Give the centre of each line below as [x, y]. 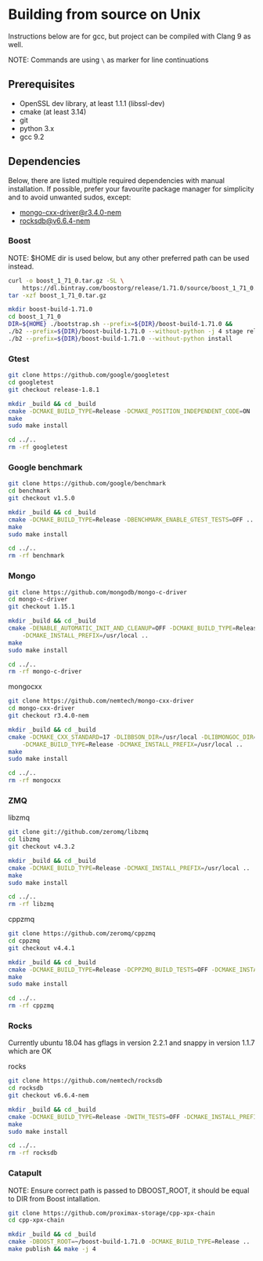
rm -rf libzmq [31, 905]
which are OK [30, 1051]
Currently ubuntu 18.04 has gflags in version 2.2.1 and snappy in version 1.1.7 [131, 1043]
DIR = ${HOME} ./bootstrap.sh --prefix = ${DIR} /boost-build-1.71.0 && [121, 324]
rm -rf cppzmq [31, 1006]
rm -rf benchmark [36, 556]
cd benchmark [29, 491]
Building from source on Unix [104, 15]
